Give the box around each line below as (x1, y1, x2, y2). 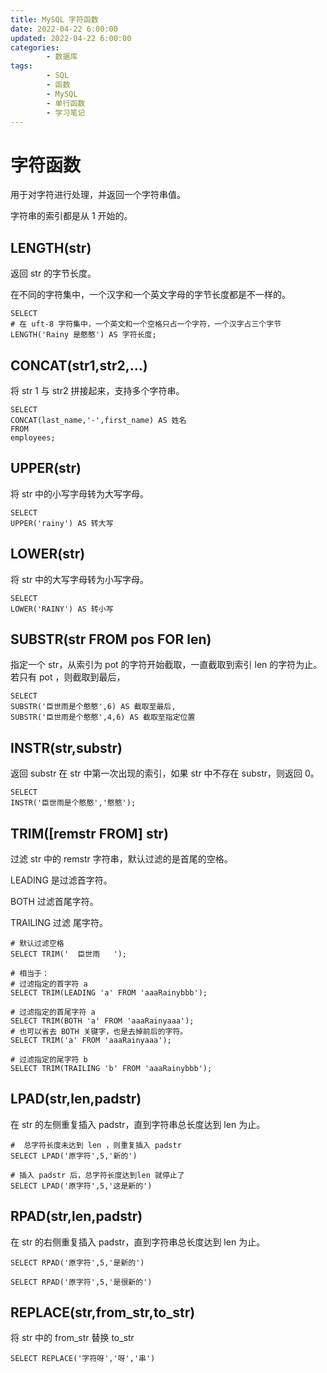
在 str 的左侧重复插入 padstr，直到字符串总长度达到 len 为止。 (10, 1118, 266, 1130)
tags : (10, 61, 33, 71)
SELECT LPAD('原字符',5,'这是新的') (10, 1181, 153, 1191)
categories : (10, 42, 60, 53)
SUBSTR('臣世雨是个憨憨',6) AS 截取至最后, (10, 702, 177, 712)
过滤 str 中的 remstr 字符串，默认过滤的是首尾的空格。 (10, 853, 233, 865)
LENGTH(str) (10, 239, 92, 256)
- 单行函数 (46, 98, 86, 108)
